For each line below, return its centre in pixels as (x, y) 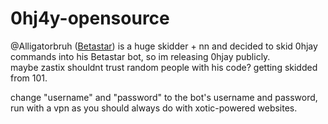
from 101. (29, 78)
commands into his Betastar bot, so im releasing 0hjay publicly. (140, 56)
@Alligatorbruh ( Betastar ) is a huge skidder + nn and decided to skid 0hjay (164, 46)
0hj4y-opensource (90, 18)
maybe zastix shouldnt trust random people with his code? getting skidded (164, 67)
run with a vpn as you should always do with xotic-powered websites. (154, 108)
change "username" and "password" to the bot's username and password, (164, 97)
